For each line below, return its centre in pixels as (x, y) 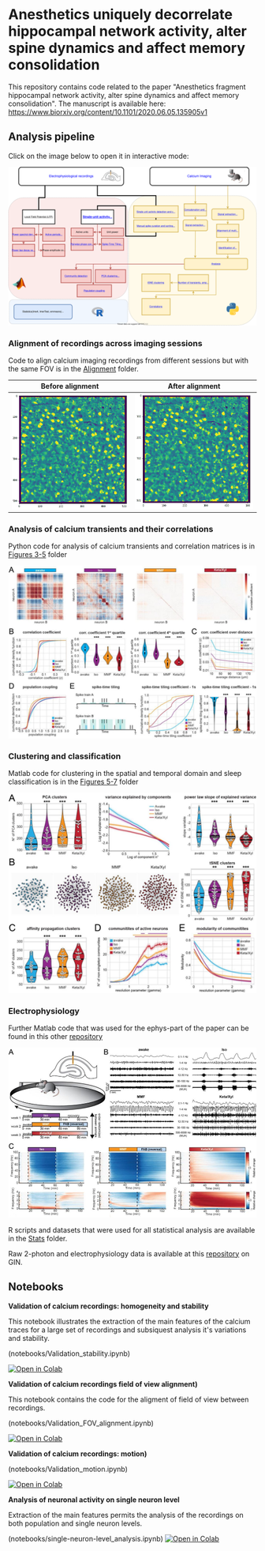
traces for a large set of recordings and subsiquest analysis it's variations (127, 1330)
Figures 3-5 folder (37, 555)
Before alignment (70, 386)
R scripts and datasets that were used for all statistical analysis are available (132, 1229)
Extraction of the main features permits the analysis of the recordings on (126, 1515)
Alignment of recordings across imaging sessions (105, 343)
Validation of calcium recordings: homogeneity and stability (108, 1306)
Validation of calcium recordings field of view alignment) (103, 1383)
